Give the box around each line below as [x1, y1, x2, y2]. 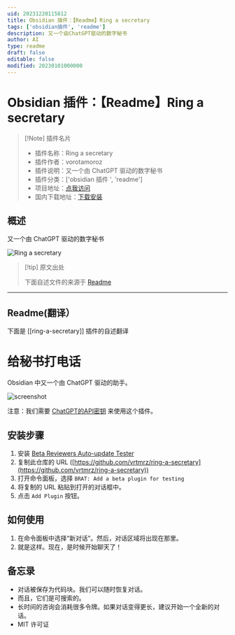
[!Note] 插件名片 [24, 134, 71, 142]
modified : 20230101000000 [7, 62, 83, 69]
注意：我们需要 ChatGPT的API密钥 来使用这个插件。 [7, 407, 157, 415]
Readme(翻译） [7, 307, 76, 319]
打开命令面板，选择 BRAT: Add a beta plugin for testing [17, 473, 185, 483]
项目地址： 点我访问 [34, 183, 91, 192]
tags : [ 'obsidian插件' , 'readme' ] [7, 23, 106, 30]
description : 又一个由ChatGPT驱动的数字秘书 [7, 29, 127, 37]
